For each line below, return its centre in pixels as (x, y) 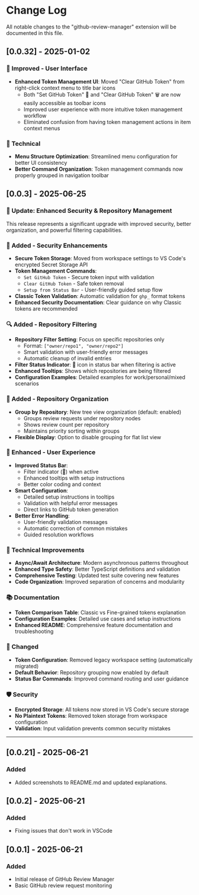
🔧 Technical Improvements (45, 550)
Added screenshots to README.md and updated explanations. (91, 782)
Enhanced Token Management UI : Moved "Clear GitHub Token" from (99, 81)
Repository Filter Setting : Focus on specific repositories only (89, 340)
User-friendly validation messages (65, 522)
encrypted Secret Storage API (51, 264)
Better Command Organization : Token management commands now (99, 169)
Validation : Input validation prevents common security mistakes (92, 728)
